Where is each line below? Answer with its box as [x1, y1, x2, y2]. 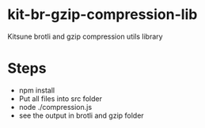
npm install [18, 85, 55, 95]
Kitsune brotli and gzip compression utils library [7, 32, 163, 41]
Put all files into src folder [18, 93, 102, 104]
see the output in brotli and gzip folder [18, 111, 144, 120]
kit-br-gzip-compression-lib [7, 6, 198, 24]
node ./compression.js [18, 102, 93, 111]
